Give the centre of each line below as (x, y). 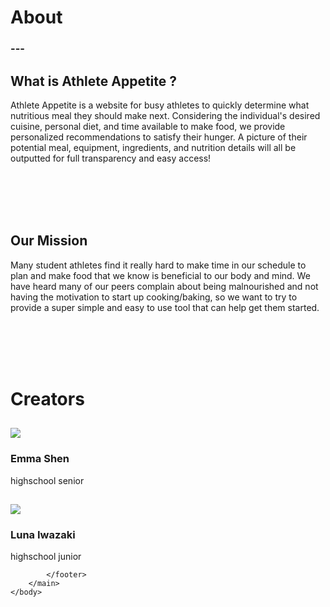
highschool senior (47, 480)
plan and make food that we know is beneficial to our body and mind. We (160, 275)
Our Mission (49, 241)
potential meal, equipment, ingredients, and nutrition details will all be (153, 147)
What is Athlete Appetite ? (93, 81)
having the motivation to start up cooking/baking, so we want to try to (154, 297)
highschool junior (46, 557)
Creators (47, 398)
